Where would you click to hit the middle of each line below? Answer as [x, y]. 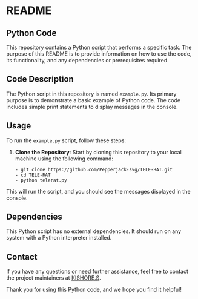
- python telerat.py [41, 180]
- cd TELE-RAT [33, 175]
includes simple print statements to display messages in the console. [92, 107]
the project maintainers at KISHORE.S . [54, 278]
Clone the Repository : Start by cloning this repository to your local [98, 152]
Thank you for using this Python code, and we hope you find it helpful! [94, 290]
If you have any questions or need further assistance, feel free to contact [97, 271]
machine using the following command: [64, 159]
